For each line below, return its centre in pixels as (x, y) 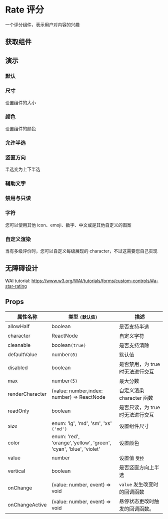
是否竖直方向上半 (139, 467)
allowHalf (19, 326)
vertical (16, 471)
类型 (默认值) (83, 317)
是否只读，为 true (139, 407)
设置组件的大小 (20, 102)
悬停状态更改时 (137, 501)
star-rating (16, 286)
